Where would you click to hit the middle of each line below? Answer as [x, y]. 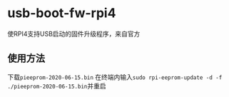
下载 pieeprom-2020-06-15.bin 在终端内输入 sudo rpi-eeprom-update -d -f [115, 77]
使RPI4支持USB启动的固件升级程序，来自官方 [74, 34]
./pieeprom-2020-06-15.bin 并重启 [57, 86]
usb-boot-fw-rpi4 [62, 13]
